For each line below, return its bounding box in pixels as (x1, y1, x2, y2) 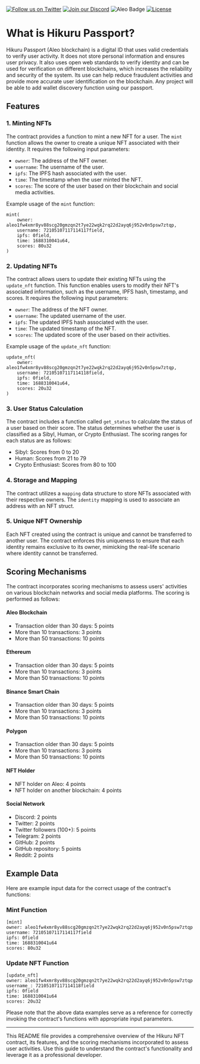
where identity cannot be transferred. (6, 550, 98, 557)
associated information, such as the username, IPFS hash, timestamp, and (6, 288, 188, 295)
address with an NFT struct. (6, 502, 74, 509)
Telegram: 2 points (14, 832, 61, 840)
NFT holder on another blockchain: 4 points (14, 787, 122, 794)
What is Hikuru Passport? (6, 27, 135, 40)
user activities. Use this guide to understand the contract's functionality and (6, 1045, 192, 1052)
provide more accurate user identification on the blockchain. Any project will (6, 77, 193, 85)
